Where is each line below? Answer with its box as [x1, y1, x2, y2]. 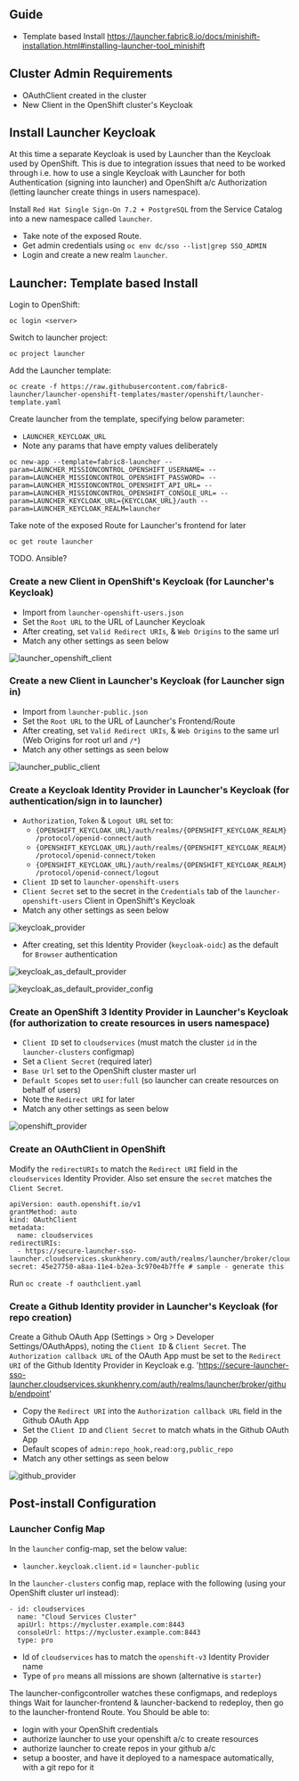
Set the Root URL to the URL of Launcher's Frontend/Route [21, 716, 236, 726]
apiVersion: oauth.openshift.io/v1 [9, 1199, 141, 1208]
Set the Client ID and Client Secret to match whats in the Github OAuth [21, 1425, 289, 1436]
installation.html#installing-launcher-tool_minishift [21, 40, 206, 51]
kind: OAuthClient [9, 1215, 77, 1224]
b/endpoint [9, 1388, 50, 1399]
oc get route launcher [9, 537, 93, 547]
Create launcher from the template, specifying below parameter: [9, 414, 245, 425]
